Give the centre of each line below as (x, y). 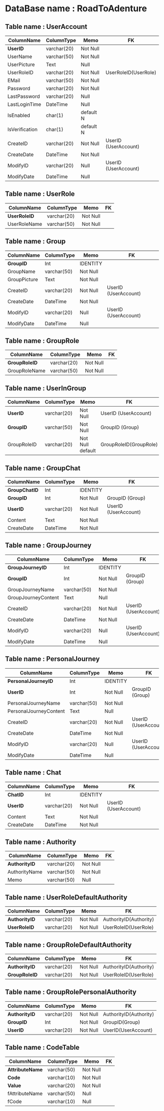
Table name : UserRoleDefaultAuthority (66, 897)
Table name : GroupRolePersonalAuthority (71, 992)
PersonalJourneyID (31, 681)
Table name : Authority (41, 842)
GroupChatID (23, 490)
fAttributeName (25, 1093)
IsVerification (22, 129)
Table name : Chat (33, 773)
